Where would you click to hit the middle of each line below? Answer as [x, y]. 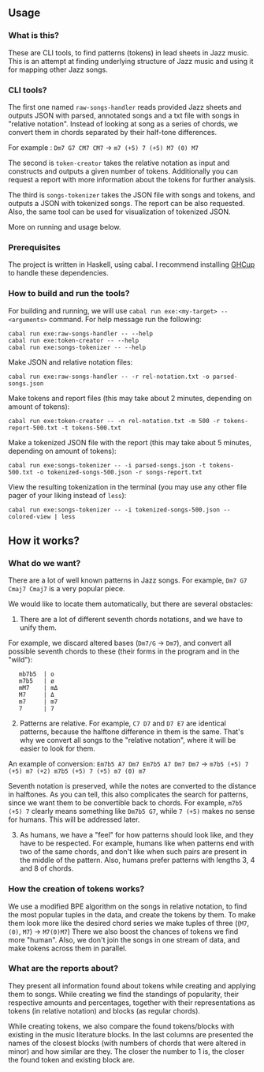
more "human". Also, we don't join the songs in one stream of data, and [124, 939]
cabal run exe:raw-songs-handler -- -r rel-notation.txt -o [109, 377]
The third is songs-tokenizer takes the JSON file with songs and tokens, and [132, 195]
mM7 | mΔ [38, 688]
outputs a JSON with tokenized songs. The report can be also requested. [126, 203]
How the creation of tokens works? [76, 889]
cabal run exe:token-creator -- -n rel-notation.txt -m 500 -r [114, 421]
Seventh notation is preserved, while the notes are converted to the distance [132, 786]
